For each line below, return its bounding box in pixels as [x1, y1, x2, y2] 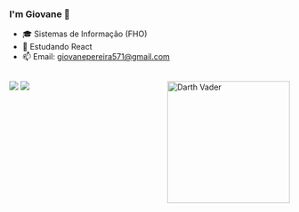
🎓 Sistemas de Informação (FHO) [21, 28, 148, 39]
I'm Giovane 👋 [9, 8, 71, 20]
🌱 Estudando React [21, 42, 93, 52]
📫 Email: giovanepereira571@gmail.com [21, 51, 171, 62]
